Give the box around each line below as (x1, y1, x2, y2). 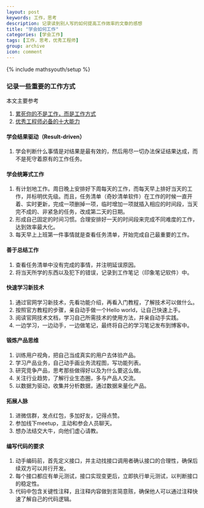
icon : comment (6, 49, 43, 55)
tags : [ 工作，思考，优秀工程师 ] (6, 37, 79, 43)
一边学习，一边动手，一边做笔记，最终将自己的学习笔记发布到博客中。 (15, 321, 193, 329)
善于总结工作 (6, 246, 39, 254)
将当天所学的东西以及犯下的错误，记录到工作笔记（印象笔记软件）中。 (15, 269, 193, 276)
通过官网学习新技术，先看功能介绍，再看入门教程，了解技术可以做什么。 (15, 298, 198, 306)
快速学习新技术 (6, 284, 44, 291)
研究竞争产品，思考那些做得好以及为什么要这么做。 (15, 367, 145, 374)
